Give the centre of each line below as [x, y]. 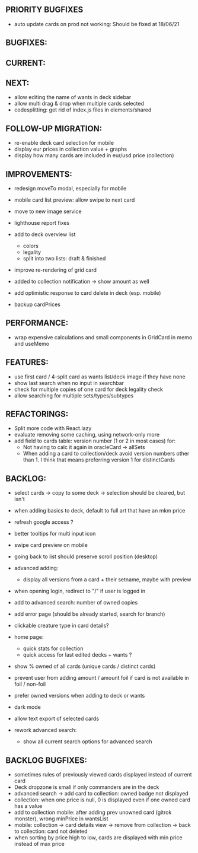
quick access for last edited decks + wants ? [77, 655]
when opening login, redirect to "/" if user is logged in [80, 591]
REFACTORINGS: [37, 414]
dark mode [27, 707]
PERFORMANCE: [37, 323]
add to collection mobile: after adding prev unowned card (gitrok [93, 813]
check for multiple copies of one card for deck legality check [89, 389]
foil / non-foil [30, 684]
